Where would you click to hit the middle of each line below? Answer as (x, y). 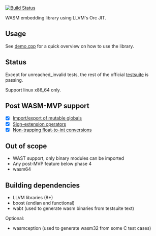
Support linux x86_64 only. (33, 90)
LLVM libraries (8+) (33, 198)
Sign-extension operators (39, 124)
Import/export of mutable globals (47, 118)
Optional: (15, 218)
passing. (14, 80)
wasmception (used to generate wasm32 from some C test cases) (82, 228)
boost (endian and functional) (43, 203)
